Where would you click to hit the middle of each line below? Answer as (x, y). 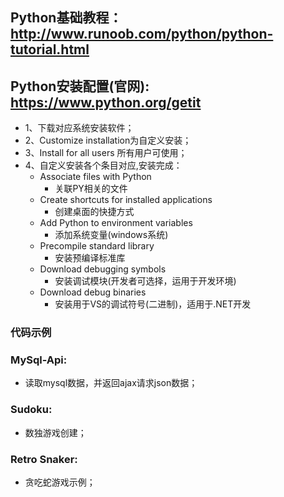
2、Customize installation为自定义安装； (108, 140)
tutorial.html (50, 49)
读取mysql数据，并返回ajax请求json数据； (111, 383)
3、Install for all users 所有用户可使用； (106, 153)
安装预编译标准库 (90, 258)
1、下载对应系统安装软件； (79, 128)
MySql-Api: (39, 360)
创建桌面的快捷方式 (94, 212)
